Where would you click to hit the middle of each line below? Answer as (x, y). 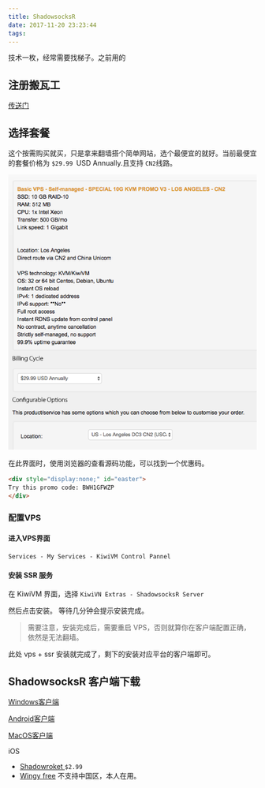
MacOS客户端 (31, 736)
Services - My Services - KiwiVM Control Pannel (90, 557)
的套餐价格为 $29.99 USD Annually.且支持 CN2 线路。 (93, 163)
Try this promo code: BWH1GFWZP (61, 488)
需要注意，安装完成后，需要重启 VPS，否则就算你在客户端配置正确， (139, 628)
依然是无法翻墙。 (55, 637)
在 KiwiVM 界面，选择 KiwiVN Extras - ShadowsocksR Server (106, 594)
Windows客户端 (34, 702)
